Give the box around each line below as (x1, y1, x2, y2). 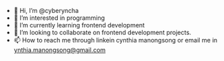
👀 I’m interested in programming (13, 14, 105, 22)
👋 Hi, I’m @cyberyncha (13, 7, 79, 14)
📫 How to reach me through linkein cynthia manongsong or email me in (13, 36, 218, 44)
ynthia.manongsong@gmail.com (13, 46, 106, 54)
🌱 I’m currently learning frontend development (13, 21, 145, 29)
